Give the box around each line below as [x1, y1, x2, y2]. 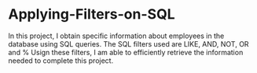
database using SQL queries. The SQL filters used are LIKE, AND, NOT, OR [8, 39, 249, 48]
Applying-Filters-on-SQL [8, 5, 175, 23]
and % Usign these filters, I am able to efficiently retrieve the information [8, 47, 244, 57]
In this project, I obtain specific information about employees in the [8, 31, 225, 40]
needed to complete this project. [8, 56, 114, 65]
